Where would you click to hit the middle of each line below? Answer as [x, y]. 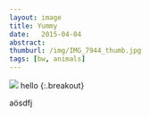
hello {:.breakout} [52, 85]
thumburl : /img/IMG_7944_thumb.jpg [75, 51]
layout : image [36, 17]
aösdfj [21, 103]
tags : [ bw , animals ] [48, 59]
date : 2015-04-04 [46, 34]
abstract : [28, 42]
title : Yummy [33, 26]
